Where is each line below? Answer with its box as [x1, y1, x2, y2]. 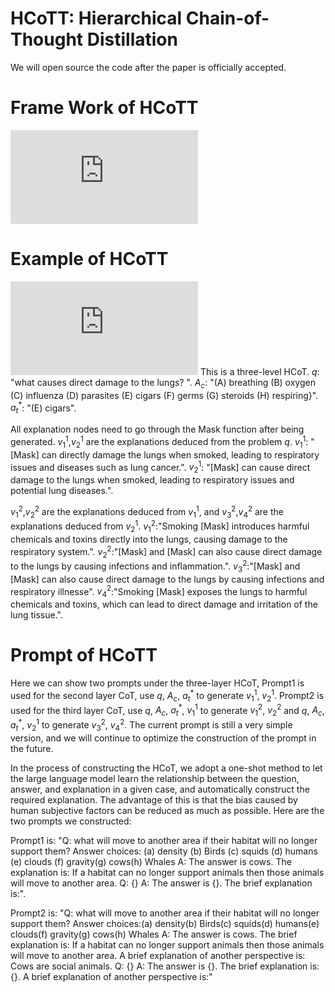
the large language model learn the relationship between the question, [10, 772, 300, 784]
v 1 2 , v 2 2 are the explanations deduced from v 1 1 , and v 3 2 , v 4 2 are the [10, 503, 284, 520]
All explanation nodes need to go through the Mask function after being [10, 423, 305, 436]
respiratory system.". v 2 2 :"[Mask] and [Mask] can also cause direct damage [10, 543, 323, 560]
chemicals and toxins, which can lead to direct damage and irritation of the [10, 598, 318, 611]
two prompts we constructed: [10, 815, 132, 827]
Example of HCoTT [10, 248, 169, 271]
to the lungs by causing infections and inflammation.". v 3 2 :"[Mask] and [10, 558, 301, 574]
